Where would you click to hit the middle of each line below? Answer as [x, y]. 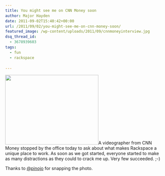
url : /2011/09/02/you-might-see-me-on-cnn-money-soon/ [63, 26]
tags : [11, 47]
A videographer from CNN [125, 143]
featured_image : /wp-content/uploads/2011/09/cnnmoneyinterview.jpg [78, 32]
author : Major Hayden [28, 16]
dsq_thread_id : [21, 37]
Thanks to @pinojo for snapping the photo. [49, 169]
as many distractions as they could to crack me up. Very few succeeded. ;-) [83, 159]
